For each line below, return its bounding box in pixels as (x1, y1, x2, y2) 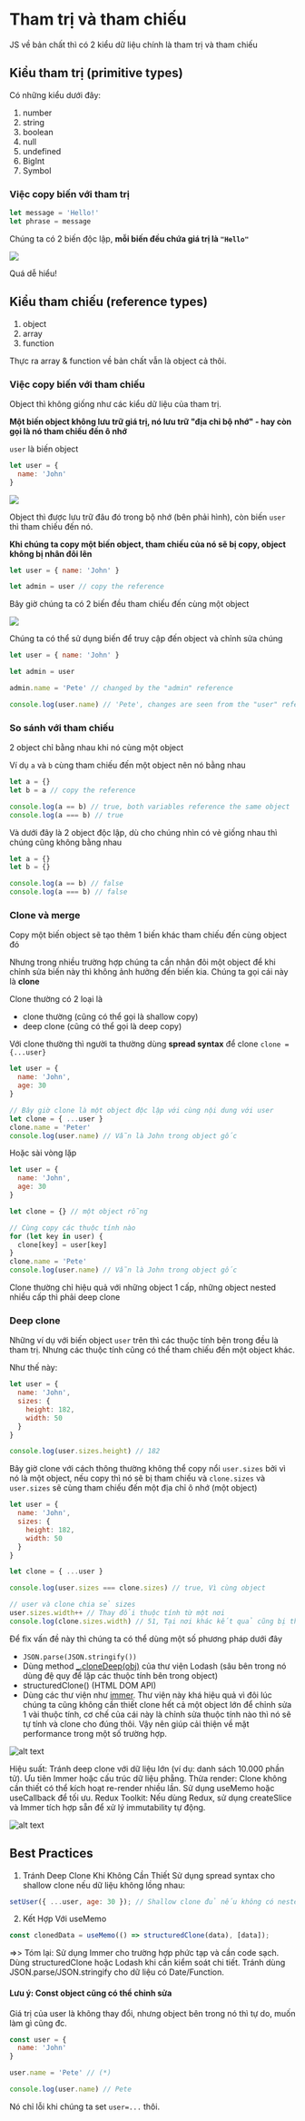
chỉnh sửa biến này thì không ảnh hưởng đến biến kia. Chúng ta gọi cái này (9, 966, 289, 977)
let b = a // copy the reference (9, 786, 136, 795)
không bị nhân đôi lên (9, 548, 93, 559)
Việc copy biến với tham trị (9, 187, 130, 200)
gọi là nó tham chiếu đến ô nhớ (9, 425, 127, 436)
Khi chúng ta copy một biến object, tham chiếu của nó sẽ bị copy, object (9, 539, 286, 550)
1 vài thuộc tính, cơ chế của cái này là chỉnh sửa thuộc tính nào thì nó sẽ (22, 1709, 292, 1720)
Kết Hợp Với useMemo (22, 1913, 107, 1925)
